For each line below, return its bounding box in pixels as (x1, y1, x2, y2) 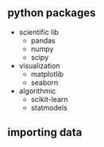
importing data (7, 126, 83, 139)
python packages (7, 6, 96, 20)
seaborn (30, 77, 59, 87)
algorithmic (18, 86, 56, 96)
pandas (30, 36, 56, 45)
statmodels (30, 103, 68, 112)
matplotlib (30, 69, 64, 78)
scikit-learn (30, 94, 68, 104)
